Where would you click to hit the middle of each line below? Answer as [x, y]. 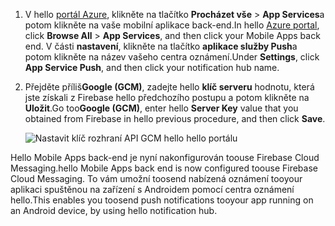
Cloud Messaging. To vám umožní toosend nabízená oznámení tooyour [156, 178]
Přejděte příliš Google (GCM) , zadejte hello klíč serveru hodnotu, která [169, 87]
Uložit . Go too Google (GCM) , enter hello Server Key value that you [161, 108]
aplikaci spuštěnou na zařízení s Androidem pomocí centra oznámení [152, 189]
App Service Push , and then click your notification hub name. [152, 67]
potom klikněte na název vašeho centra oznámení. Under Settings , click [172, 57]
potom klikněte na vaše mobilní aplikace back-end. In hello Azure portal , [172, 25]
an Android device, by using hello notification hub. [114, 210]
